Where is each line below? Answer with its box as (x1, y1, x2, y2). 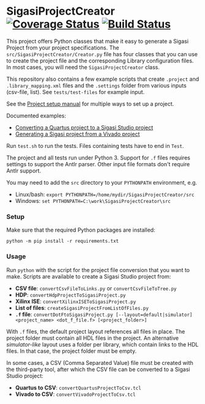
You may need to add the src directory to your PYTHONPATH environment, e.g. (6, 178, 198, 186)
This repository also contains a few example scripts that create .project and (6, 75, 199, 83)
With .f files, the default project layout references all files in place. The (6, 328, 185, 335)
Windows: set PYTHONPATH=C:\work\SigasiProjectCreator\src (15, 197, 171, 204)
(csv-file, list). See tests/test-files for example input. (6, 88, 145, 95)
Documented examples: (6, 112, 66, 119)
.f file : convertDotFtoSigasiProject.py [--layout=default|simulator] (15, 310, 193, 318)
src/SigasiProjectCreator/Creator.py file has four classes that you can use (6, 50, 198, 57)
